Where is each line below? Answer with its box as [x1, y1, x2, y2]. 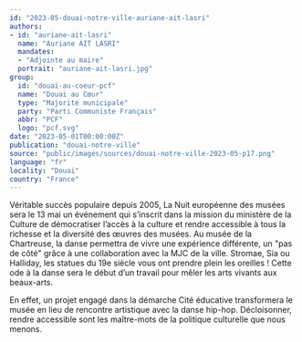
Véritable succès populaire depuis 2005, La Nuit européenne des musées [9, 200, 286, 211]
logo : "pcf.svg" [17, 124, 79, 133]
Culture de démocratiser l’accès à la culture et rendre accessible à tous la [9, 219, 286, 230]
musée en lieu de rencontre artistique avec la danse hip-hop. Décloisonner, [9, 305, 292, 316]
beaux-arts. [9, 277, 53, 288]
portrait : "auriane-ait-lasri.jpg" [17, 65, 153, 74]
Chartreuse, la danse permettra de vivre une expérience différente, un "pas [9, 238, 293, 249]
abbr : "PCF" [17, 115, 64, 124]
